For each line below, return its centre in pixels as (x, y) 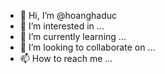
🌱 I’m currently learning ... (73, 36)
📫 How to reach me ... (66, 58)
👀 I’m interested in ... (62, 26)
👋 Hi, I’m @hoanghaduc (68, 15)
